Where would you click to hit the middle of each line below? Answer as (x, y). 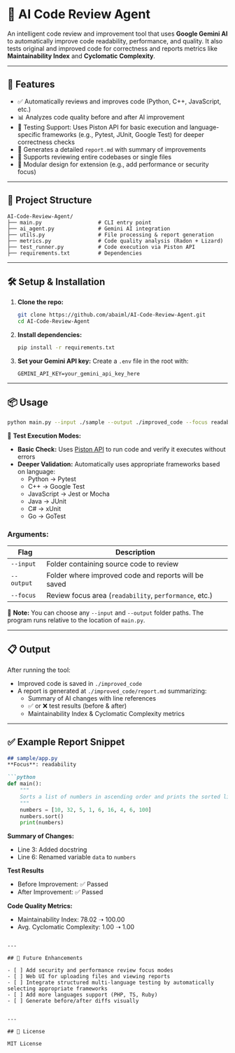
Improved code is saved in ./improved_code (79, 683)
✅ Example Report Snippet (66, 742)
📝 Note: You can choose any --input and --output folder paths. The (106, 613)
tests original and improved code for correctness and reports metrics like (113, 48)
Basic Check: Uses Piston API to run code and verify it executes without (121, 449)
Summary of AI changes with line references (92, 698)
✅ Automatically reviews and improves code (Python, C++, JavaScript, (119, 101)
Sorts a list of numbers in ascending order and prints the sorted (120, 796)
